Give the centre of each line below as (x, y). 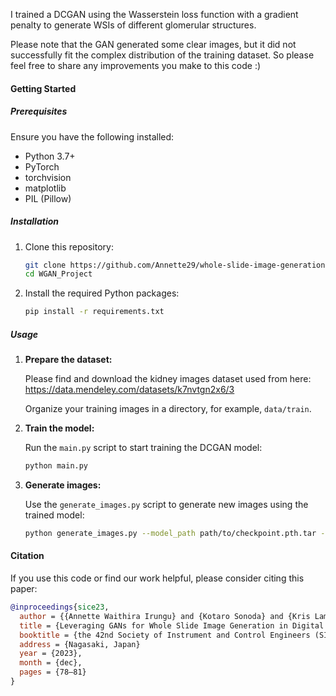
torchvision (48, 177)
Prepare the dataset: (68, 360)
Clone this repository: (69, 246)
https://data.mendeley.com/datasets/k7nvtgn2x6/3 (129, 390)
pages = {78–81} (53, 672)
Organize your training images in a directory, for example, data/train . (168, 409)
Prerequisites (39, 111)
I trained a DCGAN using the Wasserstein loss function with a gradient (154, 14)
